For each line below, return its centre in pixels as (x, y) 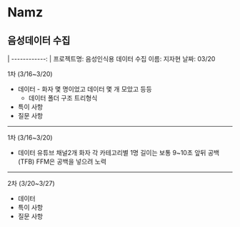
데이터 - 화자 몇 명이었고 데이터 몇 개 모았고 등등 (85, 89)
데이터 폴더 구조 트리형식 (63, 98)
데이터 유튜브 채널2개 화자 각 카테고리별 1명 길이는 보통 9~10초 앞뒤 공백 (119, 153)
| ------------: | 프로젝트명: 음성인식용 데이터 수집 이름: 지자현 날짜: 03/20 (111, 59)
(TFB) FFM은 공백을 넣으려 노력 (62, 162)
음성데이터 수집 (39, 40)
